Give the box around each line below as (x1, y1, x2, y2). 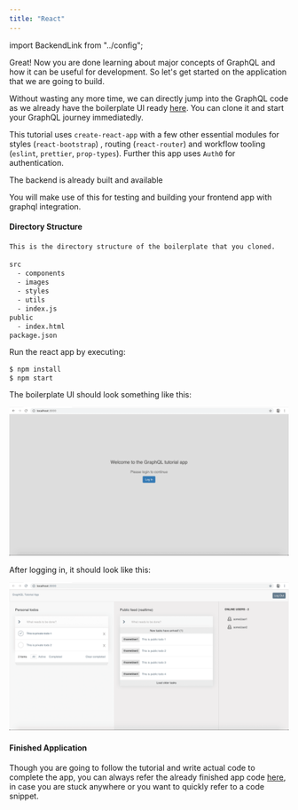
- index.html (17, 322, 66, 331)
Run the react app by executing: (9, 346, 126, 357)
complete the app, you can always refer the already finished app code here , (9, 772, 286, 782)
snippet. (9, 790, 39, 801)
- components (17, 269, 66, 278)
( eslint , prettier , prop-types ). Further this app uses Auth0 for (9, 147, 236, 159)
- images (17, 278, 50, 287)
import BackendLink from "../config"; (9, 40, 144, 51)
